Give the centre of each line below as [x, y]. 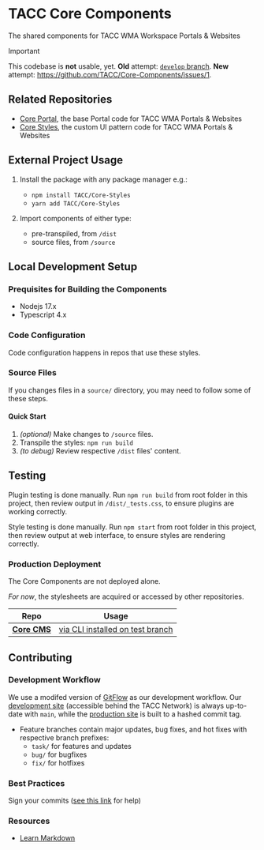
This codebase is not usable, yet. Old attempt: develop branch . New [119, 66]
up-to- [236, 705]
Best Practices [37, 783]
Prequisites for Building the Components [87, 289]
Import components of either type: [75, 218]
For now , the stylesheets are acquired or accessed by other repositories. [126, 596]
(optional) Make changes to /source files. [86, 434]
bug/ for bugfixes [59, 754]
